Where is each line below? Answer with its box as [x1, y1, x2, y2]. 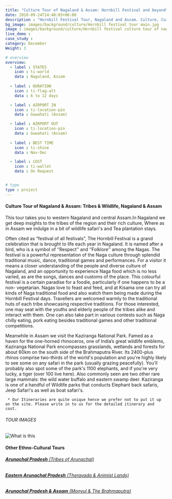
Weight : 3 [5, 46, 27, 51]
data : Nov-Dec [14, 150, 47, 155]
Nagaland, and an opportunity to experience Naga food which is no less [5, 268, 157, 274]
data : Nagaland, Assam [14, 74, 66, 80]
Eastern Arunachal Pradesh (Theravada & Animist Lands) [5, 472, 130, 478]
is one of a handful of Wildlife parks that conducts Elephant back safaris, [5, 381, 159, 388]
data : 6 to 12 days [14, 93, 58, 98]
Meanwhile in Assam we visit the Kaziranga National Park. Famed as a [5, 332, 153, 339]
